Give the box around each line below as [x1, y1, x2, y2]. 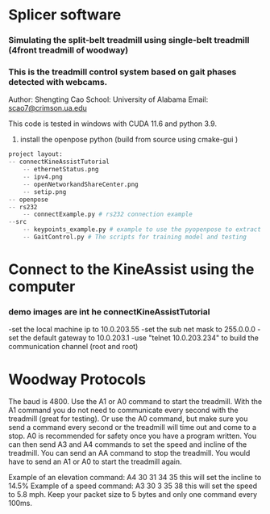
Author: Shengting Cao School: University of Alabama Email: [8, 95, 209, 104]
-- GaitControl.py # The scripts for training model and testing [23, 233, 247, 242]
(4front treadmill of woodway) [8, 44, 129, 56]
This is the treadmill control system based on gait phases [8, 66, 237, 78]
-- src [8, 218, 27, 226]
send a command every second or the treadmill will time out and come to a [8, 423, 256, 432]
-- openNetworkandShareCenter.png [23, 180, 139, 188]
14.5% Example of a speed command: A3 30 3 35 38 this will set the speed [8, 481, 258, 491]
